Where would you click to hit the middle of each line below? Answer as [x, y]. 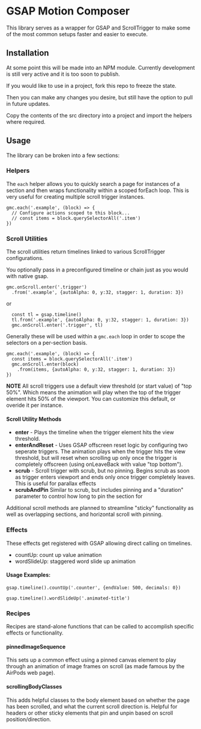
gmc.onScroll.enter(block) [45, 364]
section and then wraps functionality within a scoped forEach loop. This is [97, 190]
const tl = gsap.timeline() [47, 315]
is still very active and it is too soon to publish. [63, 74]
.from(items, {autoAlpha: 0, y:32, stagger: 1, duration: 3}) [96, 370]
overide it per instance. [35, 405]
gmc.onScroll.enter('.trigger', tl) [57, 325]
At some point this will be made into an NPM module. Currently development [100, 67]
